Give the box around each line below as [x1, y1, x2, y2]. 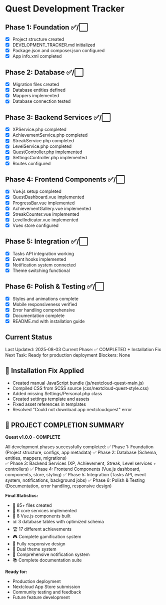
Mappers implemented [12, 93, 59, 99]
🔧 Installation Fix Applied [5, 367, 84, 375]
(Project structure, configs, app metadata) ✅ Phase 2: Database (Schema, [5, 449, 157, 456]
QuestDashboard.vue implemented [12, 194, 85, 200]
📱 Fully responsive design [12, 541, 66, 547]
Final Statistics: [5, 493, 38, 499]
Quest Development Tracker [5, 3, 125, 15]
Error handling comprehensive [12, 307, 75, 313]
